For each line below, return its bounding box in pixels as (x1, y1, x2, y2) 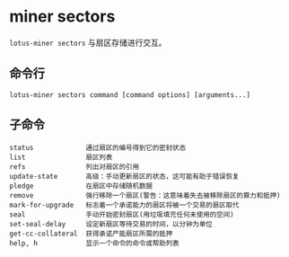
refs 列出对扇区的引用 (9, 162, 140, 172)
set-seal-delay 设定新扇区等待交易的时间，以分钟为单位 (9, 219, 213, 228)
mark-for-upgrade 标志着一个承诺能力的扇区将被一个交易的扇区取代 (9, 200, 240, 209)
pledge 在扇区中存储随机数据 (9, 182, 153, 191)
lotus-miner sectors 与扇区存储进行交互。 (9, 37, 167, 48)
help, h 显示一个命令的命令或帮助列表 (9, 238, 180, 248)
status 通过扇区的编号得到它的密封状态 (9, 143, 187, 152)
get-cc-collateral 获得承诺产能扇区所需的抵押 (9, 229, 173, 238)
